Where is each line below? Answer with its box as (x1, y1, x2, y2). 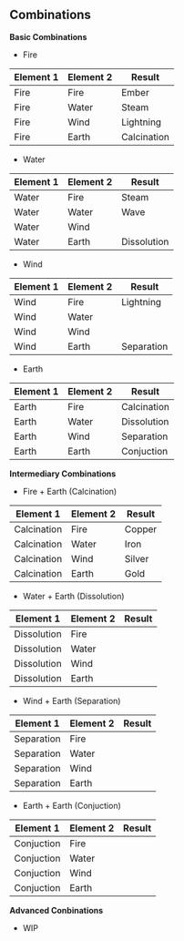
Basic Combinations (9, 31, 87, 42)
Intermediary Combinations (9, 468, 117, 479)
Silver (124, 552, 149, 565)
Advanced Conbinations (9, 905, 104, 915)
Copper (124, 523, 158, 536)
